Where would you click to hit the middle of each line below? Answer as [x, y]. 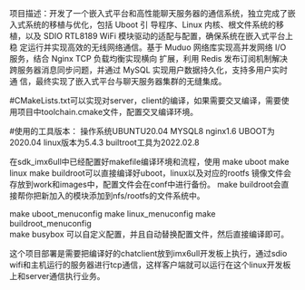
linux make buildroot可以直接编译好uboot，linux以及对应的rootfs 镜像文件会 [151, 173]
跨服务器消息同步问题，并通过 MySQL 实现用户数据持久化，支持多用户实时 [149, 70]
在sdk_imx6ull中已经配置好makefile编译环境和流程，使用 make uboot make [149, 162]
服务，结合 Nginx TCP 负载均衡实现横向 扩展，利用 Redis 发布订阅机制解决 [149, 58]
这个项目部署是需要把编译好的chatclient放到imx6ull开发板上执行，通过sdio [148, 253]
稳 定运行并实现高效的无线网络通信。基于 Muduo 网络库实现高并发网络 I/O [148, 47]
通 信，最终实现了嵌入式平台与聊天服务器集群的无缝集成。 [118, 81]
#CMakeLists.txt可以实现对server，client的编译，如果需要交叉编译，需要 [145, 101]
